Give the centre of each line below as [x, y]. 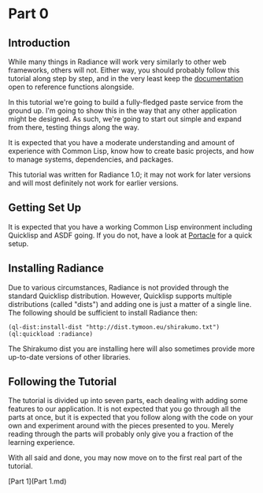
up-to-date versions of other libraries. [70, 357]
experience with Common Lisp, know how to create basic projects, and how [131, 151]
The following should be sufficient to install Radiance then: [103, 312]
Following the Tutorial [62, 382]
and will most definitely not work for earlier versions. [93, 183]
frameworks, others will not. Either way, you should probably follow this [124, 70]
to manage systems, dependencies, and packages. [91, 159]
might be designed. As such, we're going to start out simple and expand [125, 119]
